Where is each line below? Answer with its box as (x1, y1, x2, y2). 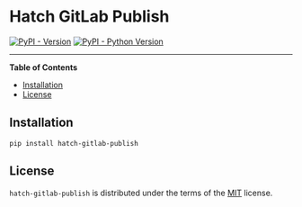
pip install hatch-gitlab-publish (9, 139, 139, 148)
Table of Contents (9, 61, 78, 73)
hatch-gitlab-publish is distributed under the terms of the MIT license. (9, 187, 273, 198)
